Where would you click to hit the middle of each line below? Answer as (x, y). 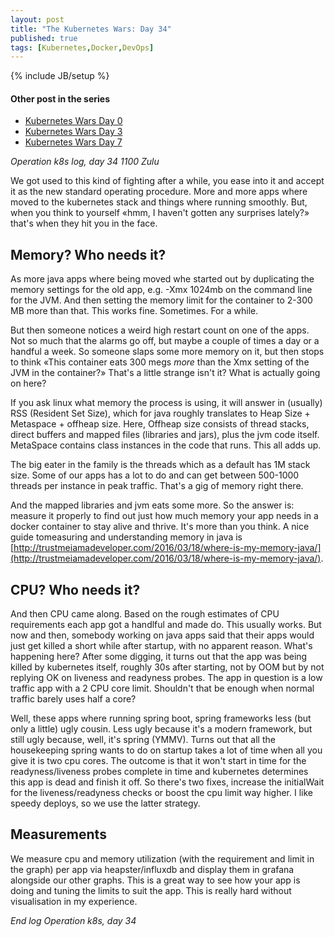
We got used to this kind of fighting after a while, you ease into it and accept (167, 181)
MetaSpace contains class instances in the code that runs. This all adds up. (166, 445)
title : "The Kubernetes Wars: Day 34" (91, 29)
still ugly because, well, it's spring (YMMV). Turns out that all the (143, 740)
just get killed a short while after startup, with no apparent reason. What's (161, 646)
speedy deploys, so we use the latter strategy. (105, 803)
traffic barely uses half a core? (73, 699)
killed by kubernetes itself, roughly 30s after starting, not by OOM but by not (167, 667)
